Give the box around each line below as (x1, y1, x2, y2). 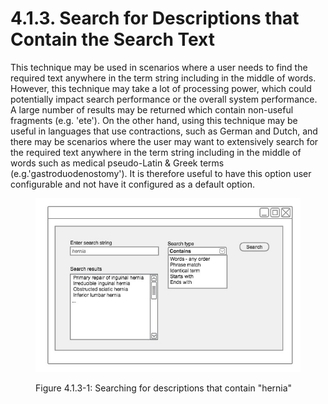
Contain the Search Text (10, 28, 215, 51)
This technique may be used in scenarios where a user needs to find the (10, 61, 308, 73)
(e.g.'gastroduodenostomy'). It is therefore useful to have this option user (10, 167, 312, 179)
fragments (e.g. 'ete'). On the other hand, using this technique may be (10, 114, 298, 126)
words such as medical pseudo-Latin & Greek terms (10, 157, 225, 169)
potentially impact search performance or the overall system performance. (10, 93, 318, 105)
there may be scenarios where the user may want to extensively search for (10, 135, 319, 147)
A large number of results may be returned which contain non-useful (10, 103, 294, 116)
